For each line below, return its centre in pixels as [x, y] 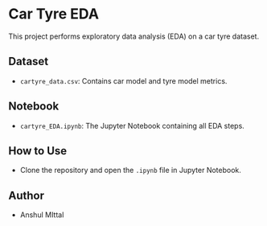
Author [26, 195]
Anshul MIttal [42, 215]
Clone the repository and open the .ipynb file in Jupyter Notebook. [130, 171]
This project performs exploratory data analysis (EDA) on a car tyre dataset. [134, 36]
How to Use [38, 151]
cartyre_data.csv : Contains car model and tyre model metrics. [123, 80]
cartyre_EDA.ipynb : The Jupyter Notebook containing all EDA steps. [132, 125]
